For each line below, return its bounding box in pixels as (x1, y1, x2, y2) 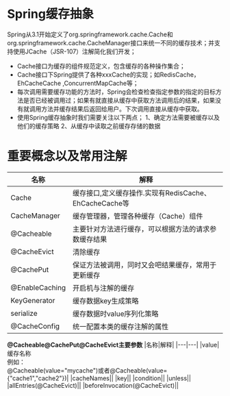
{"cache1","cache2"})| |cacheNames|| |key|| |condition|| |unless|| (7, 374, 192, 382)
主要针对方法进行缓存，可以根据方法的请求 (72, 224, 210, 234)
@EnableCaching (10, 282, 66, 292)
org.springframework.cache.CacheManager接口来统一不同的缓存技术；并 (7, 38, 214, 47)
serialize (10, 308, 38, 318)
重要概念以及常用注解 (7, 149, 128, 164)
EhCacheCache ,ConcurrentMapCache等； (16, 79, 139, 87)
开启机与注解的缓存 (72, 283, 135, 293)
